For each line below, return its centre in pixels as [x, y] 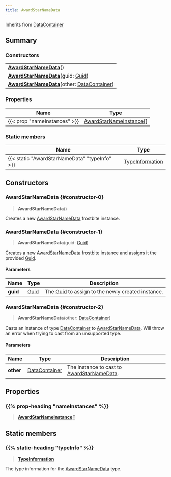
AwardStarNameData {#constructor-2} [54, 307]
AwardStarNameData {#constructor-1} [54, 232]
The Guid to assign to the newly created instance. [104, 292]
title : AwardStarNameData [33, 10]
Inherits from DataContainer [34, 24]
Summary [21, 41]
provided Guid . [21, 258]
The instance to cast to [94, 367]
